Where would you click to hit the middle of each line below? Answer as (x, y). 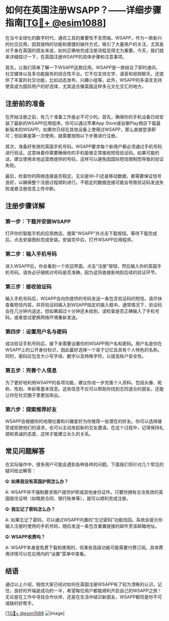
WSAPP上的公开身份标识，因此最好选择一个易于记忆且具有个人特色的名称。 (84, 350)
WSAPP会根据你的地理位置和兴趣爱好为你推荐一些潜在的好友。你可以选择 (81, 421)
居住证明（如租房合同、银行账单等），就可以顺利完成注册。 (70, 498)
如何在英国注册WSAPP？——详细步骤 (83, 10)
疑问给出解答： (21, 470)
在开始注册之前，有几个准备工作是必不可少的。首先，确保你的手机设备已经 (82, 117)
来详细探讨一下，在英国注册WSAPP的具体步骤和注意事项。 (66, 56)
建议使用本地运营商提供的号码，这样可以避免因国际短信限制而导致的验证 (89, 159)
